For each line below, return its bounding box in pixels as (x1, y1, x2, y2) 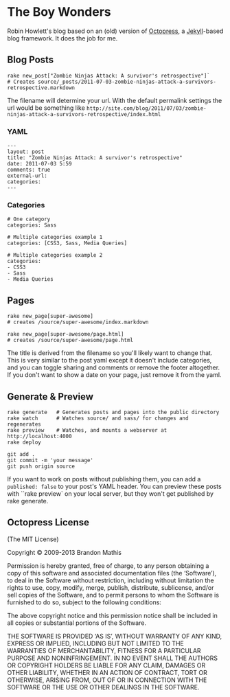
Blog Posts (7, 54, 54, 66)
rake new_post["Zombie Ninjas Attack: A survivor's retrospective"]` (7, 72, 211, 79)
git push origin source (7, 463, 76, 470)
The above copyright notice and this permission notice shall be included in (7, 611, 218, 619)
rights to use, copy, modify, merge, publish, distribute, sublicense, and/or (7, 583, 214, 591)
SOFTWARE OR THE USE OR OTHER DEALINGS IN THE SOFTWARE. (7, 683, 200, 691)
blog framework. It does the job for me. (7, 34, 118, 42)
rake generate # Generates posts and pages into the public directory (7, 409, 220, 415)
